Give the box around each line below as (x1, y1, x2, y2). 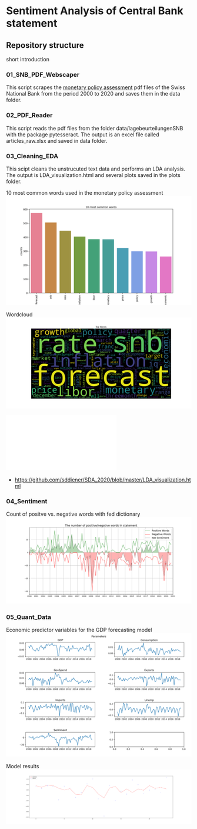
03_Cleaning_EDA (6, 152, 59, 160)
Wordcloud (6, 311, 33, 318)
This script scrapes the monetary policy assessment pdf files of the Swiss (6, 84, 185, 91)
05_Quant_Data (6, 612, 52, 621)
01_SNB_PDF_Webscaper (6, 70, 80, 78)
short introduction (6, 56, 50, 63)
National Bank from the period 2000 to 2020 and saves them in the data (6, 90, 181, 97)
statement (6, 17, 58, 30)
